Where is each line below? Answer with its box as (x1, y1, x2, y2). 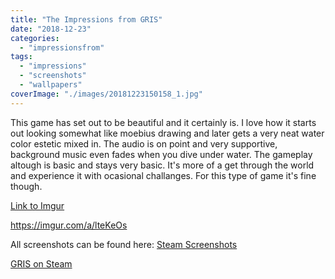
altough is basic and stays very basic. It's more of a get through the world (10, 159, 315, 171)
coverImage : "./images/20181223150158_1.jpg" (10, 89, 203, 99)
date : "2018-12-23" (10, 24, 92, 34)
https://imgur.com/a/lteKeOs (10, 219, 128, 231)
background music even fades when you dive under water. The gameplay (10, 148, 313, 160)
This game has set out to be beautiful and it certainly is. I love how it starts (10, 116, 317, 128)
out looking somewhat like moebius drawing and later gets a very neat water (10, 127, 325, 139)
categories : (10, 33, 60, 43)
